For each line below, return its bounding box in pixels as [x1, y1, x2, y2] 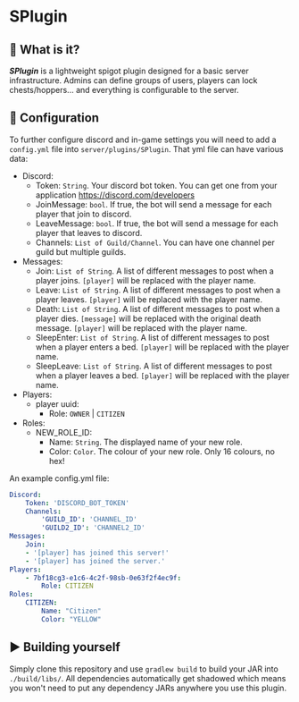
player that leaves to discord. [35, 227, 143, 238]
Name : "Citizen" [41, 606, 102, 616]
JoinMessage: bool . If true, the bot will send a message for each [35, 199, 272, 209]
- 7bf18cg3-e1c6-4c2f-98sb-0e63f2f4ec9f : [25, 573, 181, 582]
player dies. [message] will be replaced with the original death [35, 313, 262, 324]
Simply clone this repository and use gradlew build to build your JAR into [9, 664, 278, 674]
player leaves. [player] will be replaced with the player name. [35, 293, 263, 305]
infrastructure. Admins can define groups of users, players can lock [9, 75, 258, 86]
